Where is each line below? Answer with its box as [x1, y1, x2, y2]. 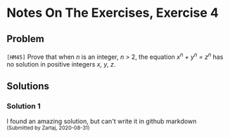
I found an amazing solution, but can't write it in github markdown [6, 117, 197, 125]
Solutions [6, 81, 50, 92]
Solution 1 [6, 101, 41, 111]
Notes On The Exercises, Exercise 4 [6, 5, 219, 21]
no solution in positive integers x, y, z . [6, 60, 116, 68]
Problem [6, 33, 45, 45]
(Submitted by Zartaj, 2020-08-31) [6, 125, 90, 132]
